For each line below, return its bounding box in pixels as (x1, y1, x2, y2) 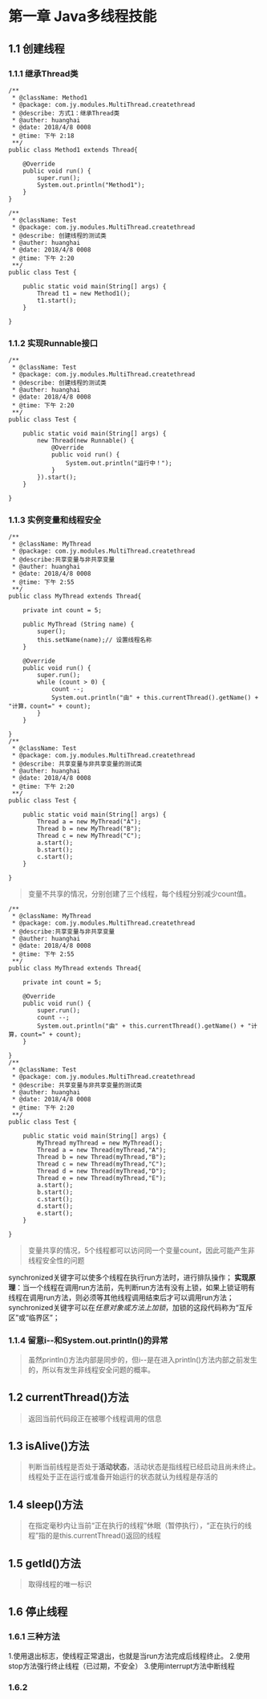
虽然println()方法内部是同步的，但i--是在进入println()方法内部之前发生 (27, 1354, 258, 1364)
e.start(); (37, 1210, 74, 1218)
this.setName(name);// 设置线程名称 (37, 636, 152, 644)
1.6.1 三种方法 (8, 1632, 60, 1643)
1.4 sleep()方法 (8, 1497, 83, 1511)
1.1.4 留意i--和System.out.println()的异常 (8, 1335, 168, 1346)
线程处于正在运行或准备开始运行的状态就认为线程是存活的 (27, 1472, 218, 1482)
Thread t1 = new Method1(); (37, 289, 131, 297)
